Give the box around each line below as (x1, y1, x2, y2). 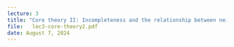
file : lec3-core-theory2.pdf (7, 23, 98, 30)
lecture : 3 (7, 10, 39, 17)
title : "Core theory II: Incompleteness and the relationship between (7, 17, 217, 23)
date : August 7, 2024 (7, 29, 70, 37)
